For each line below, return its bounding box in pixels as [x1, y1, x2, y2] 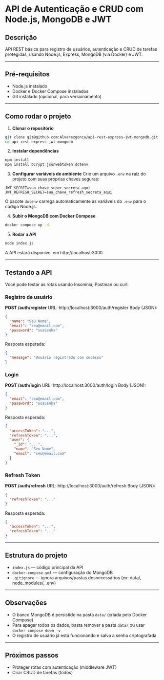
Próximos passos [5, 651, 59, 659]
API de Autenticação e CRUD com [5, 3, 144, 15]
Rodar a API [12, 231, 37, 237]
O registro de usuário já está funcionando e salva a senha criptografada [12, 632, 157, 638]
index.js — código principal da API [12, 564, 83, 570]
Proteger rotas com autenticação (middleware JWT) [12, 664, 117, 670]
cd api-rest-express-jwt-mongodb [5, 139, 73, 144]
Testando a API [5, 268, 52, 277]
